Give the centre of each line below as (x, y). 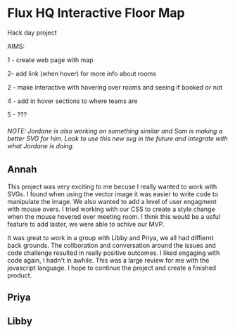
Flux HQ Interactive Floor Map (96, 13)
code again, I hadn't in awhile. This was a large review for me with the (108, 260)
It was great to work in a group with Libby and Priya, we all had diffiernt (110, 237)
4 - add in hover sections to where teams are (72, 101)
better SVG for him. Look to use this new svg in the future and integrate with (118, 138)
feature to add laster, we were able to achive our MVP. (86, 224)
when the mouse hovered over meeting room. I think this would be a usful (114, 216)
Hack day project (32, 32)
